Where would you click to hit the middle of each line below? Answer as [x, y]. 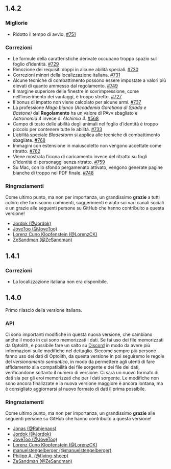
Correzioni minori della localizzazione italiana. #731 [66, 75]
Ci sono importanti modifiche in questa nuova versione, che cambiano [79, 334]
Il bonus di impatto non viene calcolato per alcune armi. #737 [77, 102]
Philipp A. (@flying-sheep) [41, 456]
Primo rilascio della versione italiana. [44, 310]
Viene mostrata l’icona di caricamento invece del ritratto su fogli [80, 156]
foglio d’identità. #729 [36, 64]
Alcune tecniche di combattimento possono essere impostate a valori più [89, 80]
